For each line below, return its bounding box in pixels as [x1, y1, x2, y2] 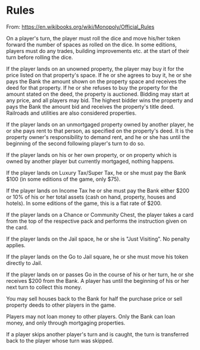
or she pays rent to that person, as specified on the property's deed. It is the [6, 127, 193, 134]
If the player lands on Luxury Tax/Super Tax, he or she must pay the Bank [6, 169, 186, 176]
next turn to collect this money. [6, 283, 82, 291]
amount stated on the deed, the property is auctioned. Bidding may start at [6, 90, 189, 97]
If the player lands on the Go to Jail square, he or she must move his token [6, 253, 189, 260]
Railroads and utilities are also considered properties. [6, 109, 137, 116]
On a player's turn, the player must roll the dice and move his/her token [6, 34, 180, 42]
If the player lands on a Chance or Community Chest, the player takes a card [6, 211, 194, 218]
